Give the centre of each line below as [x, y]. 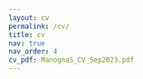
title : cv [27, 35]
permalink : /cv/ [39, 26]
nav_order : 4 [33, 52]
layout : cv [29, 18]
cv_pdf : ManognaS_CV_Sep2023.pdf [71, 60]
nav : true [27, 43]
